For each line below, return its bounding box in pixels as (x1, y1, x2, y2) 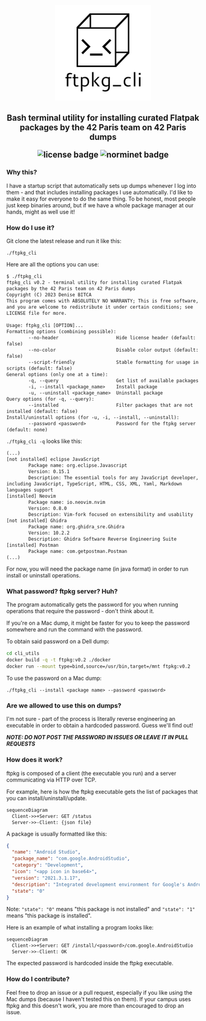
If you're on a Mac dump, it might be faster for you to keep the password (6, 619, 190, 627)
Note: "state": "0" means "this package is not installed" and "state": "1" (6, 906, 196, 913)
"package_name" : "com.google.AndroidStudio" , (12, 855, 131, 862)
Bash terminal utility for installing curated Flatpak (6, 113, 199, 123)
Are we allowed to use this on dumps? (6, 701, 121, 710)
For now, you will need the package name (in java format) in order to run (6, 565, 189, 572)
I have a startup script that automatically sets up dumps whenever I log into (6, 182, 196, 189)
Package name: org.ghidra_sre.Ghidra (28, 523, 124, 530)
